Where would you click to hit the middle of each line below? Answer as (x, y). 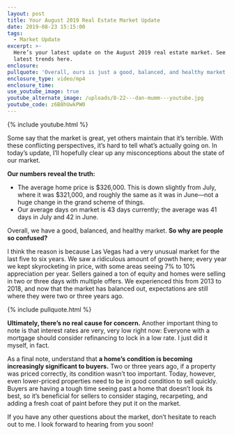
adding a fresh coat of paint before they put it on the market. (94, 403)
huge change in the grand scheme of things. (81, 202)
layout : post (26, 14)
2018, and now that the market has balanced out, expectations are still (108, 288)
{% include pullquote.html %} (49, 309)
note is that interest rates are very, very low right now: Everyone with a (109, 330)
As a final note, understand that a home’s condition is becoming (100, 359)
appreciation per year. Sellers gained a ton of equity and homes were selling (117, 274)
